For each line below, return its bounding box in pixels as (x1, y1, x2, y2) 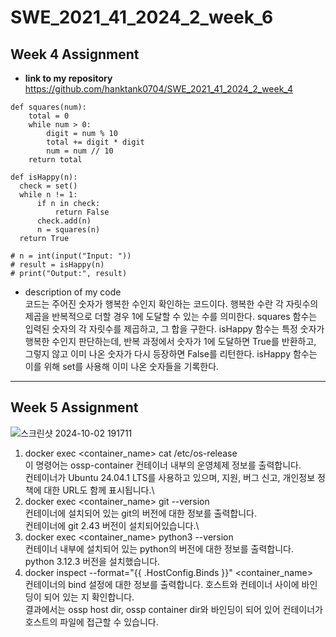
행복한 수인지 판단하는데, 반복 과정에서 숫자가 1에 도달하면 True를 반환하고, (24, 336, 317, 347)
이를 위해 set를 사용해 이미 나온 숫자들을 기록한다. (24, 361, 220, 372)
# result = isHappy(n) (10, 260, 105, 270)
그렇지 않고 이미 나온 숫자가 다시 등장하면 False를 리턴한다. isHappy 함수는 (24, 348, 318, 360)
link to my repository (24, 72, 113, 84)
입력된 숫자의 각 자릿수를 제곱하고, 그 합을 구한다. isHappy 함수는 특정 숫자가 (24, 323, 325, 335)
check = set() (19, 181, 78, 191)
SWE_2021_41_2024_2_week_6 (10, 6, 274, 29)
